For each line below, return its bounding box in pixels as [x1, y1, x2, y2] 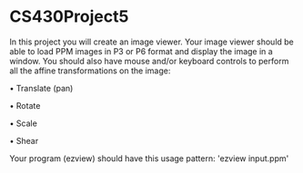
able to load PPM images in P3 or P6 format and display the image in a [9, 45, 273, 56]
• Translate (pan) [9, 82, 74, 93]
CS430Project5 [9, 6, 129, 27]
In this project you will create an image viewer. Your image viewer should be [9, 36, 294, 47]
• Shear [9, 135, 39, 146]
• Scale [9, 118, 38, 129]
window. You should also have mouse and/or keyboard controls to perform [9, 55, 289, 66]
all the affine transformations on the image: [9, 65, 171, 76]
